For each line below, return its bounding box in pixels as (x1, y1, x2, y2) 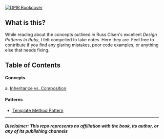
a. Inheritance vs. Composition (5, 86, 67, 91)
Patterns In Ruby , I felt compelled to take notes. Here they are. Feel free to (5, 36, 155, 42)
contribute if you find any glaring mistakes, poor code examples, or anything (5, 42, 159, 48)
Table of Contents (5, 61, 61, 69)
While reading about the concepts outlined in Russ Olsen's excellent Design (5, 32, 157, 37)
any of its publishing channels (5, 128, 68, 134)
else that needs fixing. (5, 47, 50, 53)
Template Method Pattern (12, 107, 63, 113)
